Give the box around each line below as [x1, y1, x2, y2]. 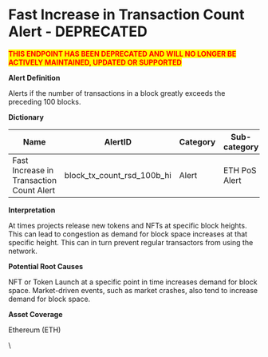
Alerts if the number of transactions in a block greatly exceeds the [8, 88, 226, 97]
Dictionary [8, 112, 44, 121]
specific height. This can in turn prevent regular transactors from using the [8, 237, 254, 247]
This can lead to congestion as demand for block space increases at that [8, 229, 248, 239]
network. [8, 246, 38, 256]
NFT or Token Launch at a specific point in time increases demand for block [8, 277, 258, 287]
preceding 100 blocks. [8, 97, 81, 106]
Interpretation [8, 205, 56, 215]
